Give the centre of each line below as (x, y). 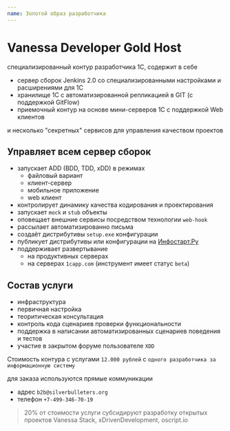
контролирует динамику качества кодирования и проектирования (115, 205)
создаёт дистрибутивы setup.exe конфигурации (87, 234)
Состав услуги (40, 285)
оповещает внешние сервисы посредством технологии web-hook (112, 220)
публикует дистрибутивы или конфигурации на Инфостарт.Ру (108, 241)
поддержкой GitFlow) (48, 102)
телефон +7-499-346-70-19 (55, 399)
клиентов (31, 117)
